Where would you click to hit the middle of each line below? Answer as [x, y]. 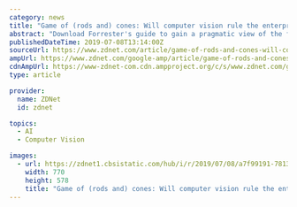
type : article [35, 75]
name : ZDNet [39, 99]
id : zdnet [35, 107]
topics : [23, 123]
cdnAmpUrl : [29, 67]
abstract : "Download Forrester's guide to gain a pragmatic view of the [146, 34]
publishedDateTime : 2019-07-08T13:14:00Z [87, 42]
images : [23, 156]
